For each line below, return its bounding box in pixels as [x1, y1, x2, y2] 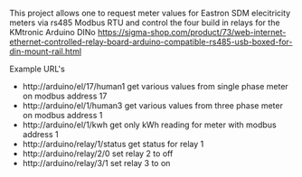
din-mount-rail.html [9, 46, 82, 57]
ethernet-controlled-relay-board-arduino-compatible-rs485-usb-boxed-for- [9, 36, 293, 47]
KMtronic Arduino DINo [9, 27, 97, 37]
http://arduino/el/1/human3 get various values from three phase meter [22, 100, 283, 111]
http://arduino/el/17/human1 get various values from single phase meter [22, 81, 289, 91]
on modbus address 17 [22, 90, 108, 101]
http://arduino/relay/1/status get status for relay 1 [22, 139, 204, 149]
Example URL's [9, 63, 65, 74]
